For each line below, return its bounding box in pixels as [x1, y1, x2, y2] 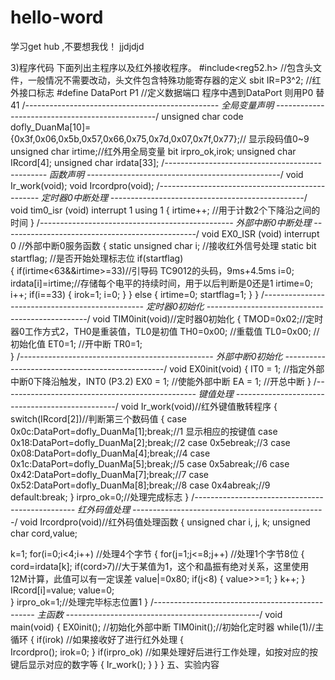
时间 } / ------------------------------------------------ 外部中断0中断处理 [10, 216, 312, 228]
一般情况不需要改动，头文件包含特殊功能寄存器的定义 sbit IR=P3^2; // [27, 74, 313, 86]
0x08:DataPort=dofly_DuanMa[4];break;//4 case [10, 447, 211, 459]
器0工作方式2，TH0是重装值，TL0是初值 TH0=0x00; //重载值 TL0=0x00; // [10, 325, 320, 337]
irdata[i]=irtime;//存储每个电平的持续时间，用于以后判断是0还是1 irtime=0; [10, 277, 313, 289]
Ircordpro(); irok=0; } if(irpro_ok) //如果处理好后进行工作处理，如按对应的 [10, 646, 310, 658]
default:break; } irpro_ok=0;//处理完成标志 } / [10, 491, 195, 503]
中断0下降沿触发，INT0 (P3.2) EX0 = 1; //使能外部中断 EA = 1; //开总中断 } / [10, 375, 317, 387]
